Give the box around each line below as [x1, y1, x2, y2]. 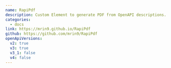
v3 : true [10, 46, 29, 51]
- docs [10, 21, 24, 27]
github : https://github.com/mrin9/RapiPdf [5, 31, 98, 36]
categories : [5, 17, 31, 22]
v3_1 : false [10, 50, 36, 55]
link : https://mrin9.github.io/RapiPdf [5, 27, 91, 32]
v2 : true [10, 41, 29, 46]
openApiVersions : [5, 36, 43, 41]
